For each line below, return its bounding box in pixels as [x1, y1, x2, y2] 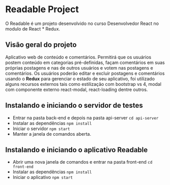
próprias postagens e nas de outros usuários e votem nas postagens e [5, 65, 154, 71]
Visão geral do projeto [5, 41, 77, 49]
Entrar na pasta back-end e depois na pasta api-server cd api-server [12, 114, 159, 120]
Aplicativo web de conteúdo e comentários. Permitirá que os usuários [5, 54, 152, 60]
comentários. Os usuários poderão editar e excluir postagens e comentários [5, 70, 165, 76]
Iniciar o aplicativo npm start [12, 174, 73, 180]
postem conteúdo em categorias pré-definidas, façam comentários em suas [5, 59, 165, 66]
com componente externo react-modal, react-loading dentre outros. [5, 86, 148, 92]
